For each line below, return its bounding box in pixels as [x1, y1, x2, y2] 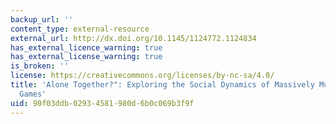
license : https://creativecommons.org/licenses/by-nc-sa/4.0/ [10, 71, 275, 81]
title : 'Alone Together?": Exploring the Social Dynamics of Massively [10, 80, 315, 90]
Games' [19, 89, 47, 99]
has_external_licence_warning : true [10, 42, 163, 53]
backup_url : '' [10, 14, 74, 25]
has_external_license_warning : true [10, 52, 163, 62]
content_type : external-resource [10, 24, 150, 34]
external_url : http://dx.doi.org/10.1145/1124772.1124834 [10, 33, 257, 43]
